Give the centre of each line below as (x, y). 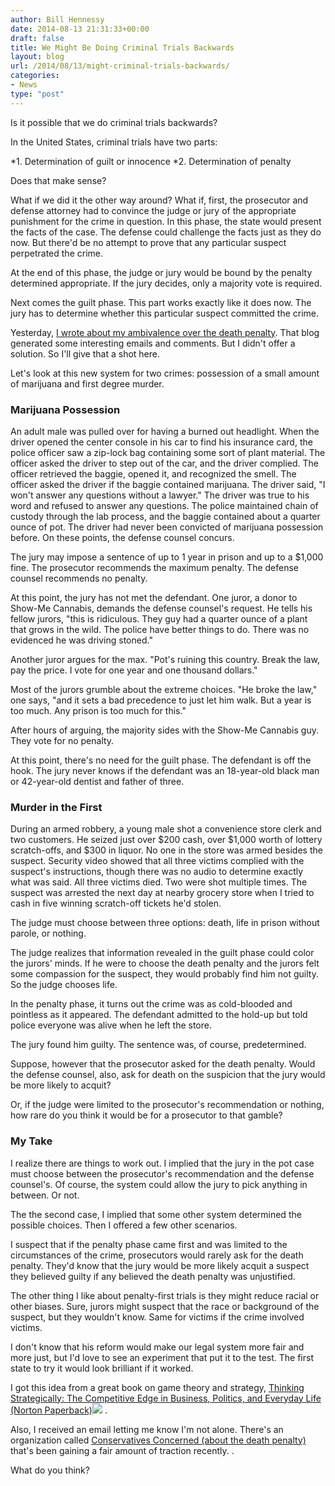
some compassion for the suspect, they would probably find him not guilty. (164, 974)
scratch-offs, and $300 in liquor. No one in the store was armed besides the (166, 850)
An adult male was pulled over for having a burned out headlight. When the (165, 431)
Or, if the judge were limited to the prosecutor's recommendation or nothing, (167, 1105)
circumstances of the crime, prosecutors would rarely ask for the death (157, 1255)
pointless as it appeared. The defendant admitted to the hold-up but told (159, 1015)
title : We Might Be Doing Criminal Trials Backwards (122, 47)
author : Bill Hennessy (57, 19)
